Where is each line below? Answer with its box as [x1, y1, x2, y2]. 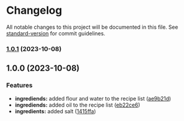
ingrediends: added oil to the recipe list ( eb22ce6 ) [14, 101, 141, 108]
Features [6, 81, 33, 90]
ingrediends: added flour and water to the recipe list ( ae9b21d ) [14, 95, 171, 102]
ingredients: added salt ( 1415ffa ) [14, 107, 96, 114]
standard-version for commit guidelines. [6, 29, 105, 37]
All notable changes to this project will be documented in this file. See [6, 23, 179, 31]
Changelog [6, 4, 62, 17]
